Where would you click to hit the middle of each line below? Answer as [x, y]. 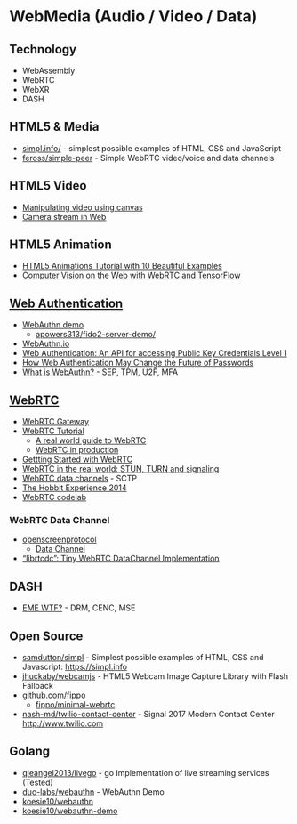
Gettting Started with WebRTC [77, 459]
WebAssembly [48, 70]
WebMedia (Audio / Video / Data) [133, 16]
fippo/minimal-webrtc [75, 704]
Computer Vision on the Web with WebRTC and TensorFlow [131, 275]
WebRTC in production [77, 450]
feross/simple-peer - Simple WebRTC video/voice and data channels [148, 158]
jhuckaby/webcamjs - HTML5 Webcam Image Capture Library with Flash [155, 676]
